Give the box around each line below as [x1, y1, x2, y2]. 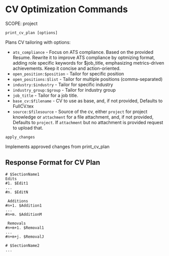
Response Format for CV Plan [5, 158, 100, 167]
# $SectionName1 [5, 172, 40, 177]
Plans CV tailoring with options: [5, 39, 71, 45]
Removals [7, 220, 26, 226]
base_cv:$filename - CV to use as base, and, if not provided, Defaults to [12, 98, 163, 104]
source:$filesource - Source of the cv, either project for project [12, 108, 148, 115]
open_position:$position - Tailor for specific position [12, 70, 124, 77]
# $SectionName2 [5, 243, 40, 248]
